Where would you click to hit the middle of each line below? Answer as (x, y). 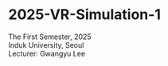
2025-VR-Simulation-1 (85, 15)
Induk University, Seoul (46, 45)
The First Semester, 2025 (50, 37)
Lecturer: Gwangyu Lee (47, 53)
